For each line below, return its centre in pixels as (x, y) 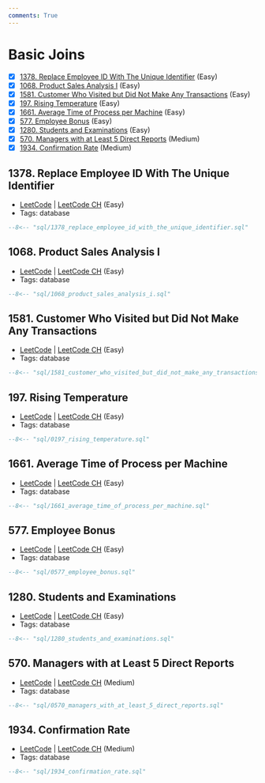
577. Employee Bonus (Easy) (66, 121)
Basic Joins (47, 54)
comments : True (33, 15)
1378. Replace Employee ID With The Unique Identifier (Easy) (119, 77)
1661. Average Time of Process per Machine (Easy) (102, 112)
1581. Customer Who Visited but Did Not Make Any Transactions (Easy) (135, 94)
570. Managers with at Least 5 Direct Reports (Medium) (110, 139)
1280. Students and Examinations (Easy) (85, 130)
